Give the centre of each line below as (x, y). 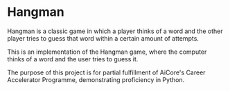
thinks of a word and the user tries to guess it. (73, 59)
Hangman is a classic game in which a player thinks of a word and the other (115, 31)
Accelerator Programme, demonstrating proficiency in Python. (96, 79)
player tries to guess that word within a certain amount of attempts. (103, 38)
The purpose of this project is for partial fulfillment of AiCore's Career (106, 72)
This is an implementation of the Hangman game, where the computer (107, 52)
